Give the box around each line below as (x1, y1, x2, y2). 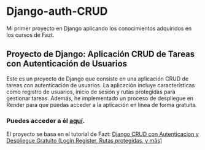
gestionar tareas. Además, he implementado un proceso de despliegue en (6, 94, 194, 102)
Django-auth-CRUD (6, 4, 108, 18)
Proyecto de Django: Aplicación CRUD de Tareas (6, 49, 195, 60)
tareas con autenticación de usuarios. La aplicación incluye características (6, 81, 195, 89)
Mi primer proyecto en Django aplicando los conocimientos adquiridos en (6, 25, 192, 32)
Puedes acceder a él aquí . (6, 116, 85, 125)
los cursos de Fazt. (6, 31, 55, 38)
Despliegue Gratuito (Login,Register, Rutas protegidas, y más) (6, 137, 163, 144)
